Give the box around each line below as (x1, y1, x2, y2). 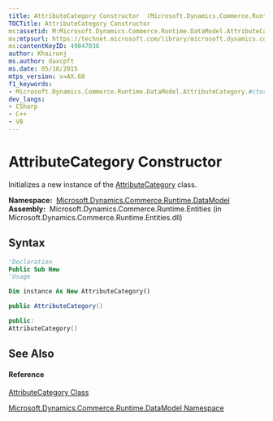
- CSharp (8, 102, 38, 111)
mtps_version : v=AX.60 (8, 72, 85, 80)
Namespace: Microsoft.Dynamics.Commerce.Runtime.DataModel (8, 195, 230, 205)
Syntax (8, 237, 45, 250)
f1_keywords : (8, 80, 53, 88)
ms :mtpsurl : (8, 34, 49, 43)
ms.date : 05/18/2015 (8, 65, 79, 73)
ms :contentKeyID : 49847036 (8, 42, 100, 50)
